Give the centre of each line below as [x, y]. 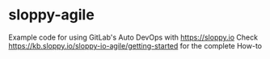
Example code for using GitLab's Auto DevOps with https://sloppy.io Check [133, 37]
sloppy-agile [51, 15]
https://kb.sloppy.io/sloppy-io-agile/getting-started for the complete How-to [135, 45]
